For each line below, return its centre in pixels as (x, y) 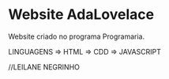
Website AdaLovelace (81, 15)
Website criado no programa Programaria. (77, 36)
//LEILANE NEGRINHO (44, 67)
